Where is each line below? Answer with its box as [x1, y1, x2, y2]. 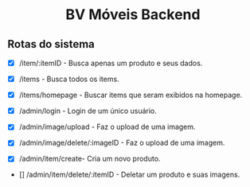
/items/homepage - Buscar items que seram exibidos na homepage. [18, 90, 243, 100]
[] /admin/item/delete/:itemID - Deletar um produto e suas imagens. [18, 169, 240, 180]
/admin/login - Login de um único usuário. [18, 106, 157, 116]
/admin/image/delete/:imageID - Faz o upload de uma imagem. [18, 138, 225, 148]
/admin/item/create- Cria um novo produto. [18, 154, 161, 164]
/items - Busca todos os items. [18, 74, 120, 84]
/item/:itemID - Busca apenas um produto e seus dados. [18, 58, 203, 68]
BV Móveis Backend [65, 6, 201, 24]
